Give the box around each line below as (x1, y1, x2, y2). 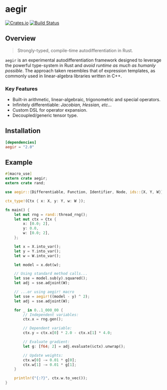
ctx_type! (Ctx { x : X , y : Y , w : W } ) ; (5, 198, 85, 203)
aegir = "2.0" (5, 144, 35, 149)
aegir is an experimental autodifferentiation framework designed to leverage (5, 57, 162, 63)
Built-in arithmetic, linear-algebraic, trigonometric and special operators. (12, 97, 161, 103)
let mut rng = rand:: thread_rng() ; (14, 212, 88, 217)
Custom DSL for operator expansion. (12, 107, 88, 113)
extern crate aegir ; (5, 176, 48, 181)
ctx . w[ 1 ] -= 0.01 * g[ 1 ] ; (23, 362, 77, 367)
